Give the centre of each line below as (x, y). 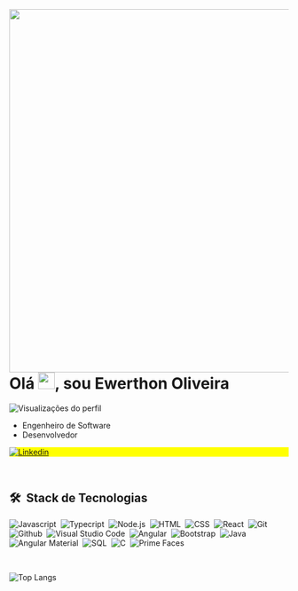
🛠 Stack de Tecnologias (78, 498)
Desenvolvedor (50, 435)
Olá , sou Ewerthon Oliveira (119, 383)
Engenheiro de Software (66, 425)
